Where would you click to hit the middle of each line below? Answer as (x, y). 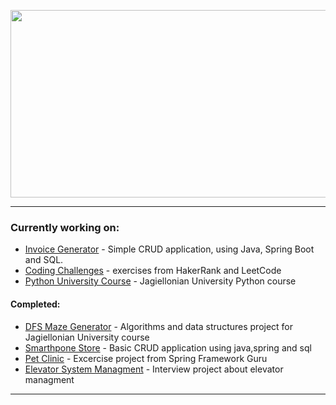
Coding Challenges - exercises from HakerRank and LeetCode (153, 271)
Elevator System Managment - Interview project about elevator (154, 369)
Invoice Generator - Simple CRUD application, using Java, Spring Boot (169, 249)
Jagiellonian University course (87, 337)
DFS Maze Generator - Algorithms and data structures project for (159, 326)
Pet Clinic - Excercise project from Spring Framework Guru (146, 358)
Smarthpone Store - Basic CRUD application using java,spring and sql (168, 347)
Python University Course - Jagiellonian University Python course (160, 281)
